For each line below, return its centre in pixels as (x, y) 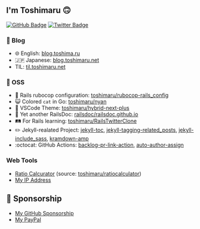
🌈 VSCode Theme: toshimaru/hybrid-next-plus (72, 108)
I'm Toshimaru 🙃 (39, 10)
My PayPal (28, 219)
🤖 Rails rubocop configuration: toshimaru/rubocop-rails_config (92, 95)
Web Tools (22, 160)
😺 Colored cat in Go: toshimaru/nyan (61, 102)
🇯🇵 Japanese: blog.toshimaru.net (57, 60)
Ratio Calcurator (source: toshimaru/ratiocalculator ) (78, 173)
